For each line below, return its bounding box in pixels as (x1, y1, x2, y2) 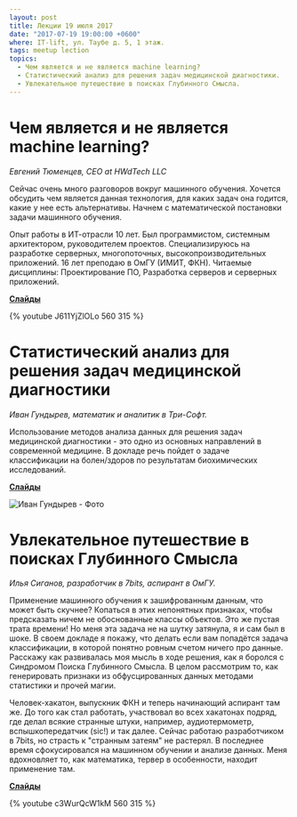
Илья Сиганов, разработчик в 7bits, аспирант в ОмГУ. (9, 578, 216, 588)
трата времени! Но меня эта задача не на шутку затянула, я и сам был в (9, 624, 285, 635)
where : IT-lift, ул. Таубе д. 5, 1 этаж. (9, 37, 165, 47)
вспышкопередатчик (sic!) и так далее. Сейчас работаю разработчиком (9, 726, 285, 737)
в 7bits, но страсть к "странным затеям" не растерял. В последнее (9, 735, 264, 746)
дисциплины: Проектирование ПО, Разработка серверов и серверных (9, 266, 277, 277)
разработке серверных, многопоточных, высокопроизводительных (9, 247, 267, 258)
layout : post (9, 12, 58, 22)
